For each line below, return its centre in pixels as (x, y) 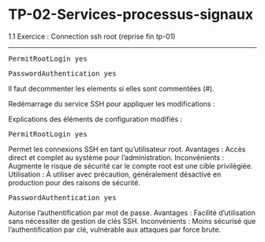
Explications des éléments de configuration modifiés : (95, 119)
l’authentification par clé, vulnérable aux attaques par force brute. (115, 229)
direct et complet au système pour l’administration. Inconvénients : (116, 157)
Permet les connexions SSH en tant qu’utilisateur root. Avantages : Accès (127, 149)
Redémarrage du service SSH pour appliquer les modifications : (112, 103)
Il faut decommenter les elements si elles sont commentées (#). (111, 88)
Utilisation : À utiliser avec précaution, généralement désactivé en (115, 174)
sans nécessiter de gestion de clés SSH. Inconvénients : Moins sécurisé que (132, 221)
